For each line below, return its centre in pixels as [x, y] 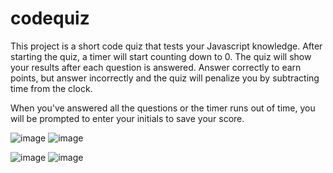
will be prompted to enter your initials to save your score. [127, 118]
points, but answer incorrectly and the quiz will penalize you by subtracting [165, 78]
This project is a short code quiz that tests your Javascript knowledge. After [166, 46]
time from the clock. [51, 88]
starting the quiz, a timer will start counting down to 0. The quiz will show [161, 56]
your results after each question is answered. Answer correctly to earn [156, 67]
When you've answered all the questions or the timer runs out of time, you [163, 108]
